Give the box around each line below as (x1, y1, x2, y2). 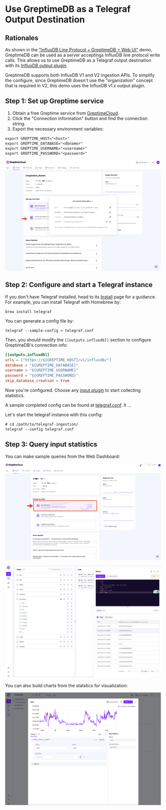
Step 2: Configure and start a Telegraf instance (5, 281, 153, 289)
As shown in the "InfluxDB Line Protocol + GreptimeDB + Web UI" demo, (5, 47, 152, 52)
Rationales (5, 34, 39, 42)
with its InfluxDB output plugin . (5, 63, 68, 68)
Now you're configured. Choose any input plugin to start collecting (5, 387, 141, 393)
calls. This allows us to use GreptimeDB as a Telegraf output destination (5, 57, 152, 63)
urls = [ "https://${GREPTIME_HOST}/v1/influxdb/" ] (5, 357, 112, 362)
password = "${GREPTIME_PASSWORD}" (5, 373, 79, 378)
